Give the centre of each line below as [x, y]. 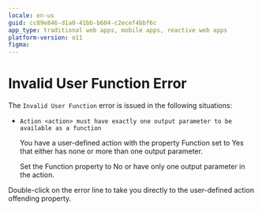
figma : [19, 45]
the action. [37, 175]
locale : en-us [32, 15]
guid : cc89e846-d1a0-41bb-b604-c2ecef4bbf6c [82, 23]
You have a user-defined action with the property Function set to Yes [132, 143]
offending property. [40, 198]
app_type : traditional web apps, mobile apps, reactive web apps [118, 30]
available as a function [60, 128]
